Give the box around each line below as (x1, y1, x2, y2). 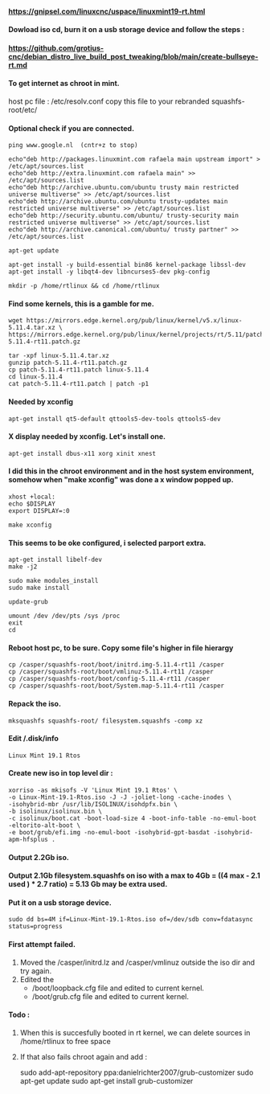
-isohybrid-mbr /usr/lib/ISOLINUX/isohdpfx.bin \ (8, 801, 178, 809)
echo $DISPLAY (8, 500, 56, 508)
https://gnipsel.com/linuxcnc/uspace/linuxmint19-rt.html (8, 6, 206, 16)
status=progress (8, 923, 63, 931)
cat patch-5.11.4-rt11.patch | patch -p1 (8, 380, 149, 388)
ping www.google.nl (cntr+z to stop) (8, 141, 138, 150)
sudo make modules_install (8, 577, 99, 585)
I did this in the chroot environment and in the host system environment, (8, 466, 255, 476)
